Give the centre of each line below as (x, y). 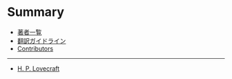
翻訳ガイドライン (41, 41)
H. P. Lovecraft (38, 68)
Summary (36, 12)
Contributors (35, 49)
